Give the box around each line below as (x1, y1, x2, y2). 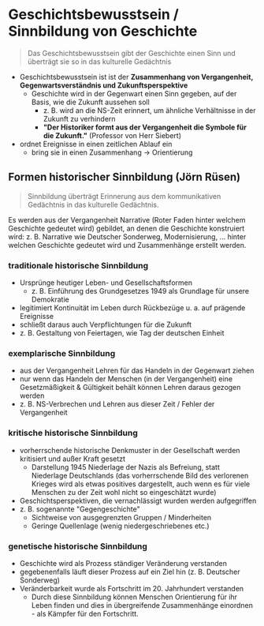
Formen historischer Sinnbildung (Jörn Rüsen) (8, 171, 241, 184)
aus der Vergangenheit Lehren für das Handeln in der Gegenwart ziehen (19, 365, 255, 376)
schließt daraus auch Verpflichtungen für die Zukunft (19, 320, 191, 329)
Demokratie (31, 294, 69, 305)
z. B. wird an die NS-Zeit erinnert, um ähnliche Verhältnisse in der (43, 105, 256, 115)
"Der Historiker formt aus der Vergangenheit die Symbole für (43, 122, 247, 132)
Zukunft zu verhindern (43, 114, 116, 123)
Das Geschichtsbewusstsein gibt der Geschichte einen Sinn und (27, 48, 236, 58)
